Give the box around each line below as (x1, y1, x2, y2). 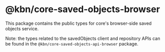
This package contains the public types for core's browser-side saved (5, 20, 152, 26)
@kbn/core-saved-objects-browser (5, 4, 160, 15)
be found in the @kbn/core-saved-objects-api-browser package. (5, 40, 139, 46)
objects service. (5, 25, 39, 31)
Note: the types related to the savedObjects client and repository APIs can (5, 35, 160, 41)
